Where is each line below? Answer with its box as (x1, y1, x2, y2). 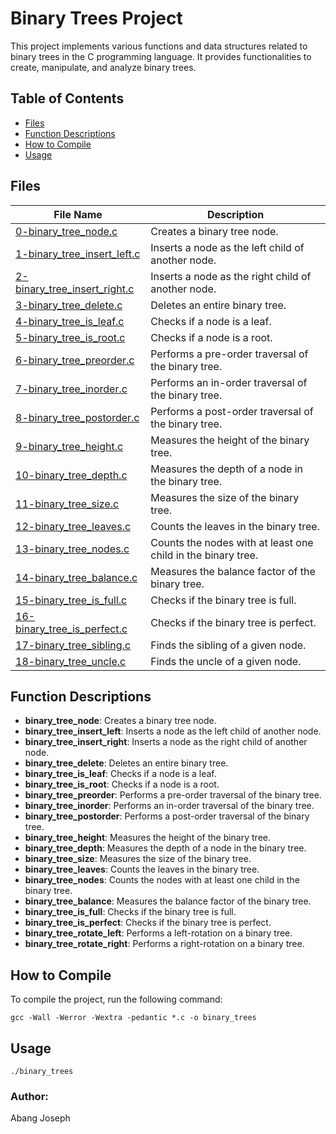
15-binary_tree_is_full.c (15, 593, 128, 607)
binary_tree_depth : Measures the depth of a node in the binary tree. (24, 842, 307, 854)
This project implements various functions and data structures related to (10, 40, 308, 52)
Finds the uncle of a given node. (150, 654, 302, 668)
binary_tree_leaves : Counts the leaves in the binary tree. (24, 863, 260, 876)
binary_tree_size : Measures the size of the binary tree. (24, 853, 252, 865)
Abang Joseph (10, 1112, 71, 1124)
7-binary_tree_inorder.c (15, 382, 128, 396)
